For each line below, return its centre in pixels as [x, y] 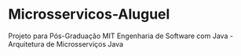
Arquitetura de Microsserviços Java [66, 44]
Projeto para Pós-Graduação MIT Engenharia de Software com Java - [121, 36]
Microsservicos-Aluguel [89, 14]
